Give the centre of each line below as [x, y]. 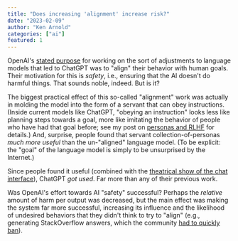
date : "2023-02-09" [36, 21]
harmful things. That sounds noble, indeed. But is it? [83, 83]
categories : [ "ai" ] [36, 34]
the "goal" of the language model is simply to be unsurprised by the [107, 150]
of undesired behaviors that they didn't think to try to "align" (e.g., [104, 215]
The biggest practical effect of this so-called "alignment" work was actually [118, 97]
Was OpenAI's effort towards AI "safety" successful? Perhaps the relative [115, 193]
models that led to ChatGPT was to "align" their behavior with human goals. [118, 68]
